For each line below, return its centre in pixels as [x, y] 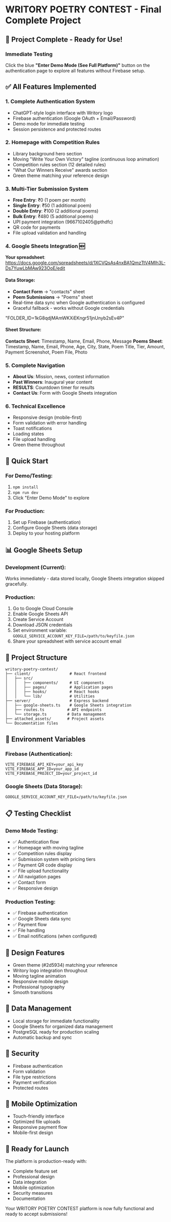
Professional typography [39, 987]
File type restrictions [34, 1077]
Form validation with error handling [50, 423]
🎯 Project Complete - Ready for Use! [64, 39]
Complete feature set [35, 1171]
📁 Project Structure [36, 657]
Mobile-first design [33, 1132]
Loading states [28, 434]
